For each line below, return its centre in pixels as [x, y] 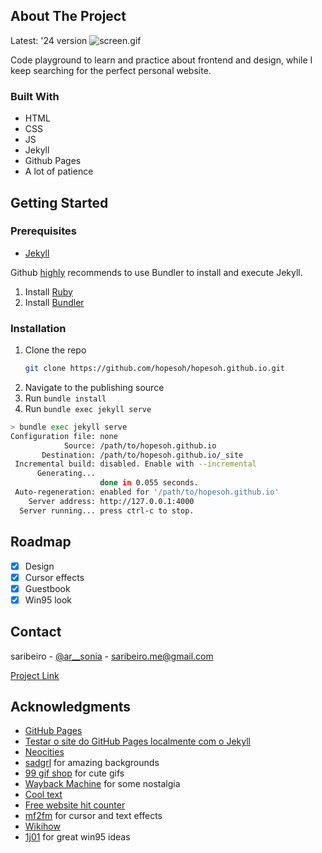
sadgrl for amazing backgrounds [92, 763]
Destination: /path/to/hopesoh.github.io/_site [142, 455]
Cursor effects [54, 577]
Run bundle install [65, 398]
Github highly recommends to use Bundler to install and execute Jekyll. [156, 272]
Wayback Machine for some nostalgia [102, 784]
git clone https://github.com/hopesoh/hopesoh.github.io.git [155, 369]
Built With [35, 96]
